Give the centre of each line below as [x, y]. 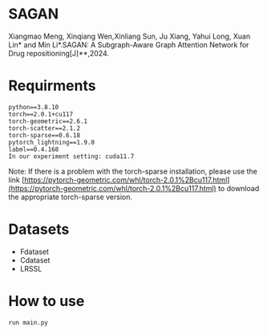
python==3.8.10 [34, 107]
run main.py [28, 322]
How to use [47, 301]
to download [239, 188]
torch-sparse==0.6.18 [44, 135]
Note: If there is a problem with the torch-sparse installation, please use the [133, 171]
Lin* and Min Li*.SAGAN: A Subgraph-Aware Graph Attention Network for [129, 44]
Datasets [39, 229]
